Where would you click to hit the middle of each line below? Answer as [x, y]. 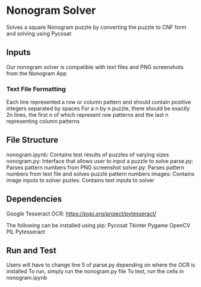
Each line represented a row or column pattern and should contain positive [99, 102]
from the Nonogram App [37, 73]
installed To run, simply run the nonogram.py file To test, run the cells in [95, 271]
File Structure [32, 140]
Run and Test [31, 251]
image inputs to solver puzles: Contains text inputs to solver [80, 180]
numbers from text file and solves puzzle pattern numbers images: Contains [100, 174]
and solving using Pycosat [39, 33]
